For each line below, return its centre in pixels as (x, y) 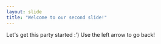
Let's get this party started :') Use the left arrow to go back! (81, 34)
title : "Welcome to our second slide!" (57, 17)
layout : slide (24, 12)
